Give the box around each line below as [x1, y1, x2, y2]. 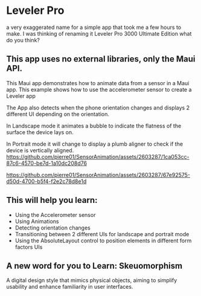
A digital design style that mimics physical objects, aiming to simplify [6, 277, 177, 284]
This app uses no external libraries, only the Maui [6, 54, 196, 64]
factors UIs [14, 243, 43, 251]
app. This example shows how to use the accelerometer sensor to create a [6, 86, 192, 93]
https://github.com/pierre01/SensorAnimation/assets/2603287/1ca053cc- [6, 153, 190, 160]
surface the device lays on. [6, 128, 74, 136]
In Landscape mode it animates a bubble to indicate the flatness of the [6, 122, 182, 129]
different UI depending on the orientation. [6, 110, 110, 118]
